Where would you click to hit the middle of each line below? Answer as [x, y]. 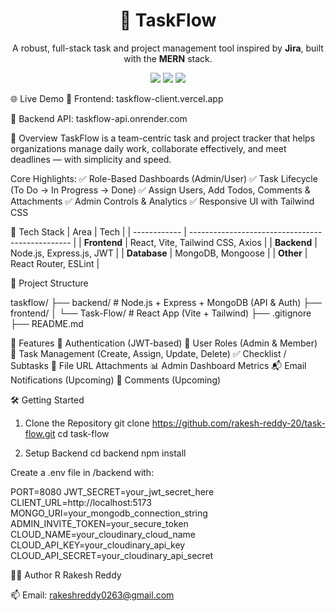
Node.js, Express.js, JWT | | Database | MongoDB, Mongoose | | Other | [159, 253]
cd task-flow [83, 433]
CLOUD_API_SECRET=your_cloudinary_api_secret [112, 555]
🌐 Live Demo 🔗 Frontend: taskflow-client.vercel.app [117, 98]
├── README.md [47, 323]
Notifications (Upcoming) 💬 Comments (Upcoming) [116, 380]
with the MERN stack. [168, 58]
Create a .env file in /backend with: [82, 472]
